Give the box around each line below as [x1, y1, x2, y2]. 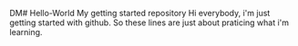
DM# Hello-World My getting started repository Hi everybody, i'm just [9, 8, 271, 18]
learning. [9, 27, 43, 37]
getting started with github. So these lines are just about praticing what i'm [9, 17, 290, 28]
